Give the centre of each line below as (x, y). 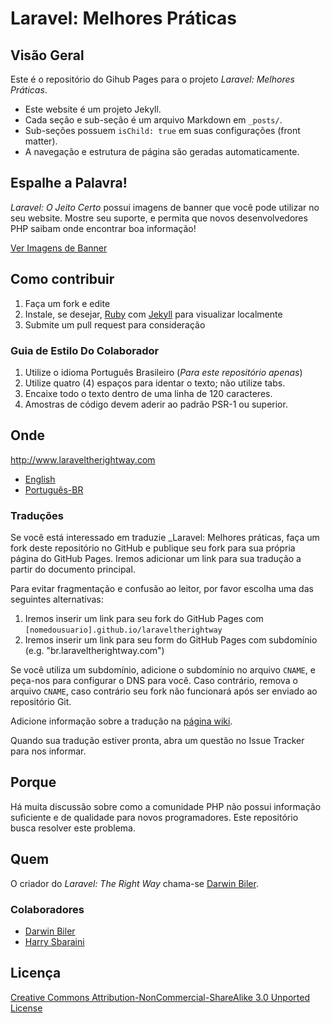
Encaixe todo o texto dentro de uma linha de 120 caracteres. (148, 393)
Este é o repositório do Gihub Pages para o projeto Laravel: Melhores (152, 79)
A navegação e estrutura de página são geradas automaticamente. (162, 151)
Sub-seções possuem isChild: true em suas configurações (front (162, 130)
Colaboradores (47, 909)
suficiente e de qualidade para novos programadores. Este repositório (154, 817)
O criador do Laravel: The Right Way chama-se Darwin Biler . (134, 883)
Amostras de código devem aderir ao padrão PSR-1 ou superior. (156, 404)
